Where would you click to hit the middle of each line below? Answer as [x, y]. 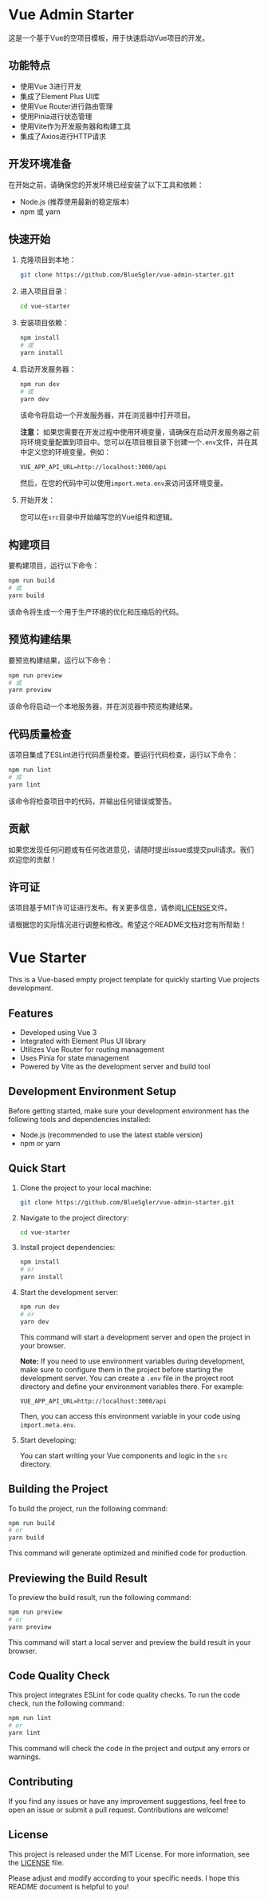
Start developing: [48, 1439]
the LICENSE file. [36, 1862]
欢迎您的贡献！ [33, 859]
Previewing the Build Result [78, 1578]
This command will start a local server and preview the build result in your [130, 1642]
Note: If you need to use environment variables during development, [132, 1361]
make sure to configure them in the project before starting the [121, 1369]
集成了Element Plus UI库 [60, 96]
